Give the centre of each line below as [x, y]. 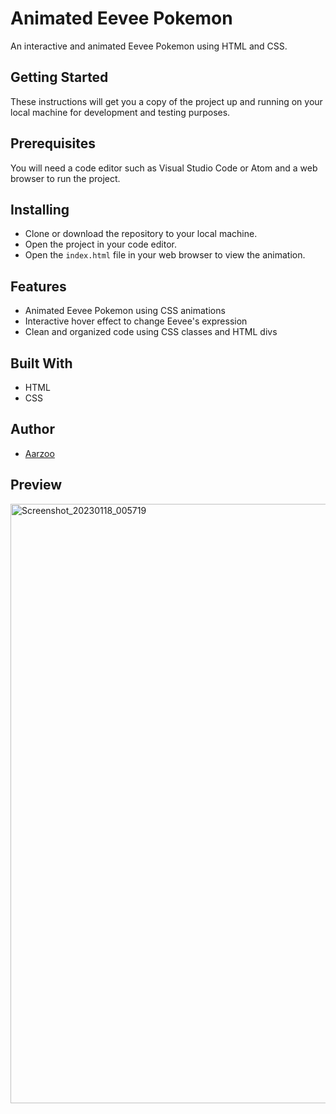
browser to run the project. [65, 178]
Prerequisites [53, 143]
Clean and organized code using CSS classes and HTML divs [151, 332]
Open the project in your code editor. [101, 244]
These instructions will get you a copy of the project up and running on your [166, 101]
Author [32, 429]
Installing [40, 209]
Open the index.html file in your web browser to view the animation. [165, 255]
